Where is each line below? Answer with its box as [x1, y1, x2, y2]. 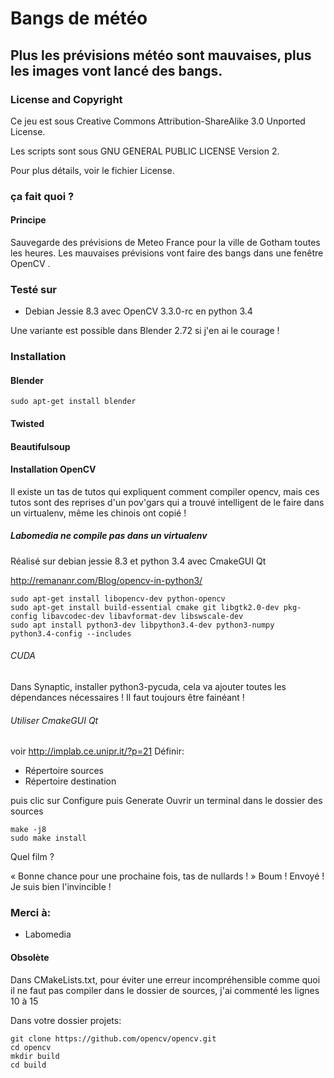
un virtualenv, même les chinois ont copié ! [10, 507, 187, 519]
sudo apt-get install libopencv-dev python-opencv [10, 593, 226, 604]
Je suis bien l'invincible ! [10, 881, 112, 893]
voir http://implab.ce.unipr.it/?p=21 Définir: [10, 745, 185, 757]
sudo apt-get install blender [10, 397, 137, 407]
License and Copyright [10, 92, 123, 106]
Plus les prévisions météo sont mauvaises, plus [10, 47, 312, 64]
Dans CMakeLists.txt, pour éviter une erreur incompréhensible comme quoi [10, 973, 321, 986]
